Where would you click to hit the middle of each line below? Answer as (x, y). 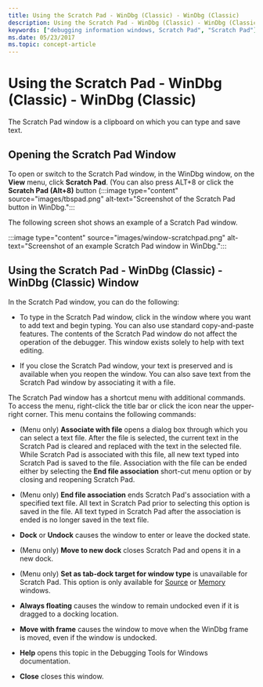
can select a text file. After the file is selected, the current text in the (129, 437)
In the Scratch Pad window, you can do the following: (94, 301)
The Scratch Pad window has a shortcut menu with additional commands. (127, 397)
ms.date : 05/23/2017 (42, 37)
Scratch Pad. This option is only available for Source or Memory (122, 582)
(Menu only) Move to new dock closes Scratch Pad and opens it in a (130, 550)
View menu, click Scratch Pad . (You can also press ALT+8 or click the (121, 182)
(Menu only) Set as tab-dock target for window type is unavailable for (133, 573)
